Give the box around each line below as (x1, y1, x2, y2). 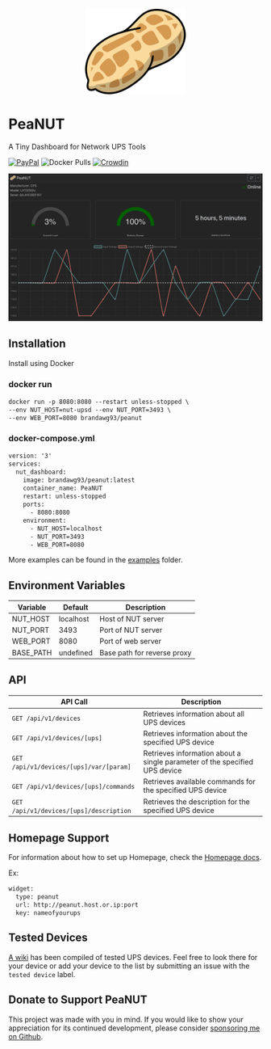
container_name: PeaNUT (23, 484, 103, 493)
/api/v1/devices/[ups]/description (11, 807, 131, 815)
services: (8, 460, 42, 469)
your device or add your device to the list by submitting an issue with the (8, 961, 250, 971)
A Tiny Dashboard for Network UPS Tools (8, 141, 147, 151)
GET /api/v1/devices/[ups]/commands (11, 782, 135, 790)
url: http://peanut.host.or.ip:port (15, 900, 139, 909)
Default (63, 602, 89, 612)
